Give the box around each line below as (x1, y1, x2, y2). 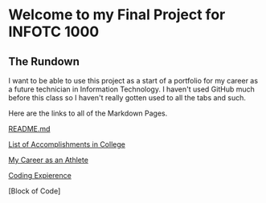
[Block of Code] (8, 186, 61, 196)
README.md (8, 124, 51, 133)
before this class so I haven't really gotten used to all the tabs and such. (8, 93, 247, 102)
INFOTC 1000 (8, 22, 100, 41)
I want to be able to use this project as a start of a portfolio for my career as (8, 76, 259, 85)
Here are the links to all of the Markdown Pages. (8, 108, 168, 118)
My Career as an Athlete (8, 155, 88, 164)
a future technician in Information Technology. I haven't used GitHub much (8, 84, 256, 94)
